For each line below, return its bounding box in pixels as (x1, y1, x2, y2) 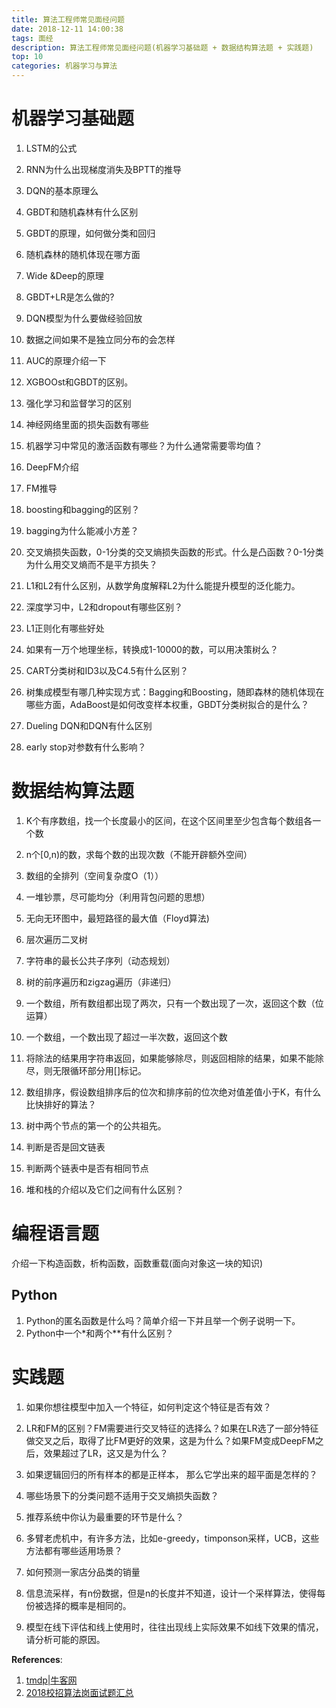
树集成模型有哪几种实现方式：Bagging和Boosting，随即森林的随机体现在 (25, 686, 325, 698)
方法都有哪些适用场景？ (25, 1544, 123, 1556)
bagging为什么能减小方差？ (25, 524, 139, 536)
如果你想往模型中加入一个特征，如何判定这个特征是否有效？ (25, 1401, 272, 1413)
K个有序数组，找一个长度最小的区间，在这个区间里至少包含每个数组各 (25, 814, 313, 826)
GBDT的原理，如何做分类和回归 (25, 227, 156, 239)
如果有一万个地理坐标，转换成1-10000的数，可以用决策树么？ (25, 643, 279, 655)
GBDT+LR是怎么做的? (25, 291, 115, 303)
